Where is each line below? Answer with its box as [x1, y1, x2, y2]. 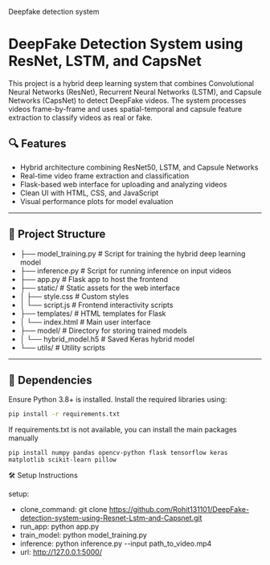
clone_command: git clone [19, 505, 108, 514]
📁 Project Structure [8, 227, 106, 241]
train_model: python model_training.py [19, 530, 147, 540]
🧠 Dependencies [8, 373, 92, 387]
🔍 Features [8, 137, 67, 151]
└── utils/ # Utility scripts [19, 342, 106, 352]
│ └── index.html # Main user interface [19, 317, 151, 326]
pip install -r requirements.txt [8, 410, 121, 419]
